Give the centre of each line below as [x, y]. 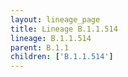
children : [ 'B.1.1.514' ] [62, 57]
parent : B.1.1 [40, 47]
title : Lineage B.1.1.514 [64, 29]
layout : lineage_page [55, 19]
